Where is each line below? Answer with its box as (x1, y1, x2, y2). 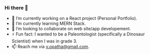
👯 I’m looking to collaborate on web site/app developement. (11, 26, 131, 32)
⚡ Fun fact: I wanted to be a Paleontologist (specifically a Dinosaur (11, 31, 145, 37)
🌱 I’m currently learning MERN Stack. (11, 20, 86, 26)
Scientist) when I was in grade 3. (11, 38, 77, 44)
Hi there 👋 (4, 4, 29, 11)
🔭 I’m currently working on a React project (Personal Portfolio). (11, 16, 137, 21)
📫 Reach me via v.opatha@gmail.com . (11, 44, 90, 50)
